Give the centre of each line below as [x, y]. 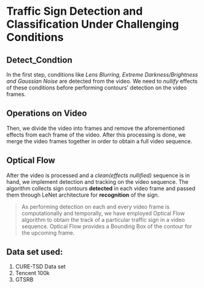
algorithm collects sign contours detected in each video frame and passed [101, 188]
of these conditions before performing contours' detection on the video [97, 88]
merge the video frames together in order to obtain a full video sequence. [99, 141]
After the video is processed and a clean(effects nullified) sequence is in [98, 175]
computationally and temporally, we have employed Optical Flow [103, 213]
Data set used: [35, 252]
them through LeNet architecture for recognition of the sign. [83, 195]
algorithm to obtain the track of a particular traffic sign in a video [103, 219]
